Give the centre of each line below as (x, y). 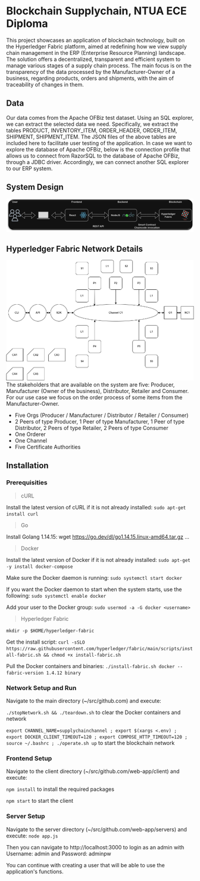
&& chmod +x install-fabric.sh (82, 655)
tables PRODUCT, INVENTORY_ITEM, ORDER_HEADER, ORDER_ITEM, (92, 130)
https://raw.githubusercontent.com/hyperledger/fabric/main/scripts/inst (100, 648)
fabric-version (25, 673)
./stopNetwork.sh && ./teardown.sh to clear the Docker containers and (93, 712)
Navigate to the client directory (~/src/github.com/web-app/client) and (93, 771)
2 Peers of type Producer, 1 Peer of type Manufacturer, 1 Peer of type (99, 421)
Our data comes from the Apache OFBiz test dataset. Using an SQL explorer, (100, 118)
